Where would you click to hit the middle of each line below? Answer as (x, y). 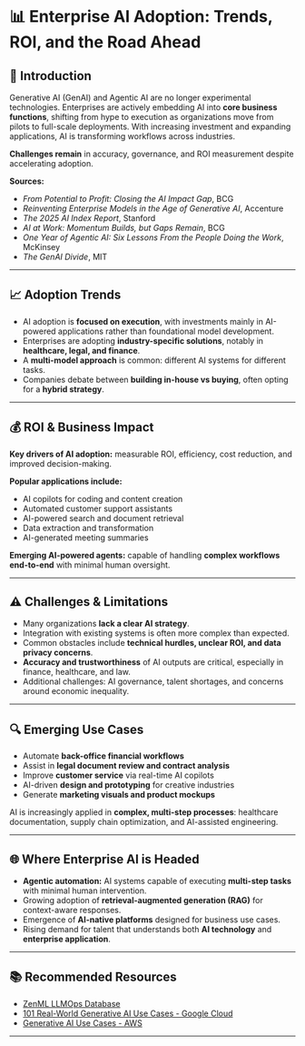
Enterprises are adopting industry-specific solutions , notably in (143, 340)
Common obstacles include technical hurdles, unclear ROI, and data (152, 643)
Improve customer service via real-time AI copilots (118, 775)
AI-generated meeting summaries (85, 538)
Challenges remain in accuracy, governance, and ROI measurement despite (152, 154)
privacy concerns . (58, 653)
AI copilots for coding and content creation (103, 498)
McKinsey (41, 247)
